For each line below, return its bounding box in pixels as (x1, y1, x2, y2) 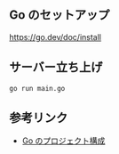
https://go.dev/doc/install (9, 31, 102, 42)
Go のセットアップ (9, 7, 110, 23)
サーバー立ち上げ (9, 60, 103, 75)
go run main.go (9, 84, 66, 93)
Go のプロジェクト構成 (21, 135, 106, 146)
